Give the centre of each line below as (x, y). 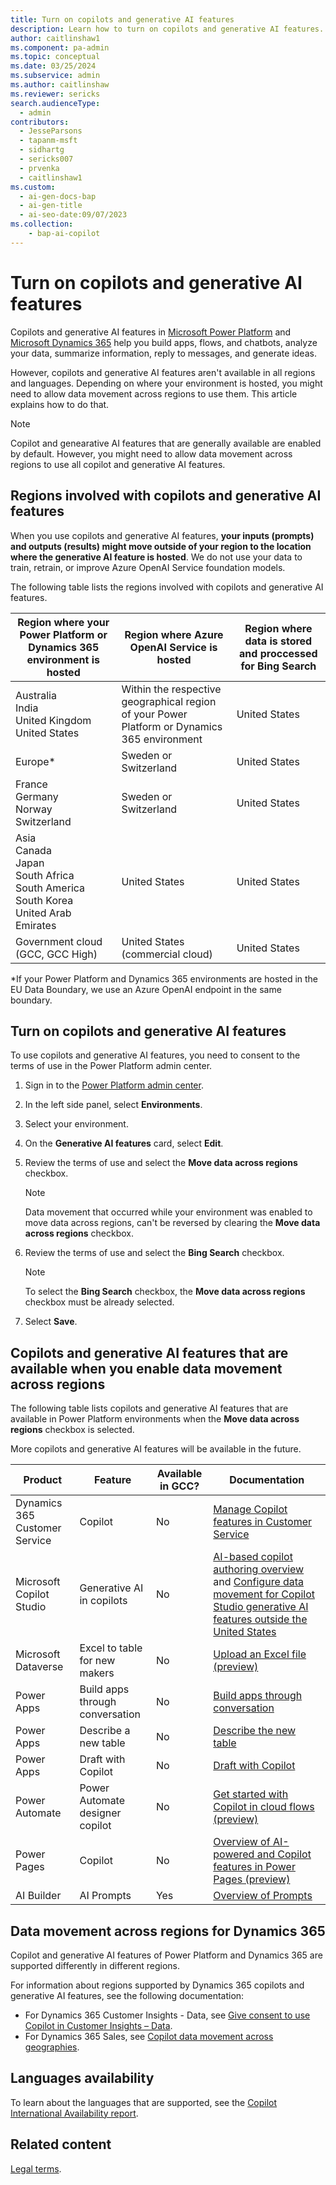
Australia (36, 695)
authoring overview (259, 1569)
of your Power (154, 714)
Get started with (251, 1794)
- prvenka (39, 168)
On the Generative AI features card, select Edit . (124, 1143)
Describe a (105, 1731)
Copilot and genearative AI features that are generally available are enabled (166, 443)
